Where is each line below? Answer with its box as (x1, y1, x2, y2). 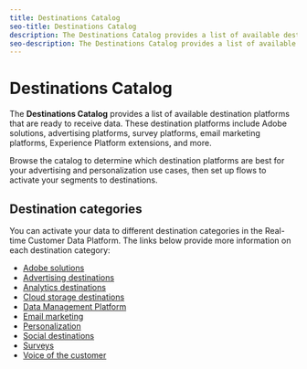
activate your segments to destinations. (9, 174, 158, 185)
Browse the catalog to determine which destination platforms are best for (9, 155, 285, 166)
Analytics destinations (22, 282, 107, 292)
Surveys (22, 340, 55, 351)
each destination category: (9, 245, 111, 256)
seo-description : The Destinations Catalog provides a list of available (9, 38, 297, 48)
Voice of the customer (22, 350, 107, 361)
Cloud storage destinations (22, 291, 125, 302)
